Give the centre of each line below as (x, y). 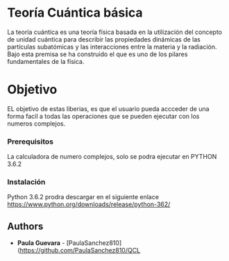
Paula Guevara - (41, 243)
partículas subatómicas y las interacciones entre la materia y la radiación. (112, 47)
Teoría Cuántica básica (75, 13)
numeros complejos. (36, 124)
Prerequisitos (31, 142)
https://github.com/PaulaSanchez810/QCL (80, 251)
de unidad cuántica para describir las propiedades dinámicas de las (104, 39)
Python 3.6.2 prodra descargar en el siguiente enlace (83, 197)
